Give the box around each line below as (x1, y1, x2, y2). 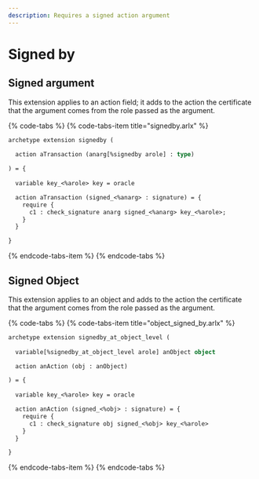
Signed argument (8, 76, 95, 90)
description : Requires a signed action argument (8, 11, 170, 20)
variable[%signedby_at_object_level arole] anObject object (15, 348, 216, 356)
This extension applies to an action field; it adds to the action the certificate (8, 97, 252, 107)
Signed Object (8, 274, 80, 287)
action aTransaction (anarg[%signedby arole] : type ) (15, 151, 195, 159)
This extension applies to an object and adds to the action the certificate (8, 294, 243, 304)
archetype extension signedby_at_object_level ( (8, 333, 170, 342)
